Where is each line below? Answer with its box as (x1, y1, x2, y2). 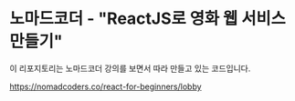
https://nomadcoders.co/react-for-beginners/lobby (9, 81, 203, 92)
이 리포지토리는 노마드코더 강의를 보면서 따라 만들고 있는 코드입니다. (9, 63, 251, 74)
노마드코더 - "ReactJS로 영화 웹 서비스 (9, 8, 286, 29)
